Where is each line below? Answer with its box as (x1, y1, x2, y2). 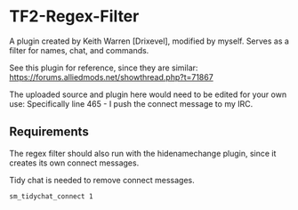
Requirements (9, 125, 89, 140)
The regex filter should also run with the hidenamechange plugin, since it (9, 148, 277, 158)
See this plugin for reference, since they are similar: (9, 62, 198, 73)
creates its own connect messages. (9, 157, 140, 168)
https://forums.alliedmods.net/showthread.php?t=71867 (9, 71, 213, 82)
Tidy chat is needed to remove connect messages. (9, 174, 195, 185)
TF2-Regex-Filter (9, 6, 140, 27)
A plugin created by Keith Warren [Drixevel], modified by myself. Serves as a (9, 36, 289, 46)
